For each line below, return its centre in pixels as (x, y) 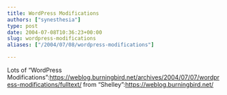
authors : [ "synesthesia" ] (44, 20)
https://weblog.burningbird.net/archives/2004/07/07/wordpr (135, 77)
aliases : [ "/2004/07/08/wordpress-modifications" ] (81, 45)
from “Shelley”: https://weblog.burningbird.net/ (148, 84)
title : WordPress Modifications (53, 13)
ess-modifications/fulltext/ (44, 84)
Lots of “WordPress (35, 70)
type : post (23, 26)
